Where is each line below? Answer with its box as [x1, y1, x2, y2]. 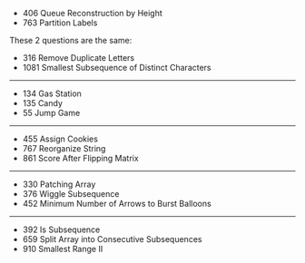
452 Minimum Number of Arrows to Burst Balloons [22, 199, 212, 209]
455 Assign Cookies [22, 133, 98, 144]
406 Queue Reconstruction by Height [22, 8, 163, 18]
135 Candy [22, 98, 64, 108]
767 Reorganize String [22, 143, 106, 153]
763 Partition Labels [22, 17, 98, 28]
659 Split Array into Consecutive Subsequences [22, 234, 202, 244]
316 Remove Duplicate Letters [22, 53, 135, 63]
